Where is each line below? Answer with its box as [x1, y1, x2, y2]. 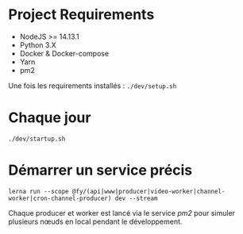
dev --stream [114, 194, 158, 202]
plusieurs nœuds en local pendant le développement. [8, 217, 183, 226]
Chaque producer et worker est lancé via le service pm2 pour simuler [8, 208, 236, 217]
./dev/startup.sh [8, 135, 66, 143]
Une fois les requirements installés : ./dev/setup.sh [8, 81, 177, 90]
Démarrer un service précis [8, 161, 193, 179]
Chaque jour [8, 109, 91, 127]
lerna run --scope [8, 187, 69, 195]
